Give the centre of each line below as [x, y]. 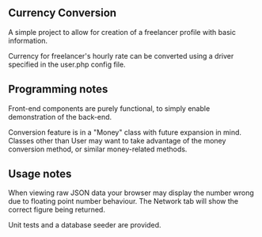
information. [28, 40]
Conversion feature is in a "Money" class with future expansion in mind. [125, 132]
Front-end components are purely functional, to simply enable [109, 108]
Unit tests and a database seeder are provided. [85, 225]
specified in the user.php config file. [67, 64]
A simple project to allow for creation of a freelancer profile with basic [122, 32]
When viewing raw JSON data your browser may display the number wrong [131, 193]
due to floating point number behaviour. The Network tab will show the [123, 201]
